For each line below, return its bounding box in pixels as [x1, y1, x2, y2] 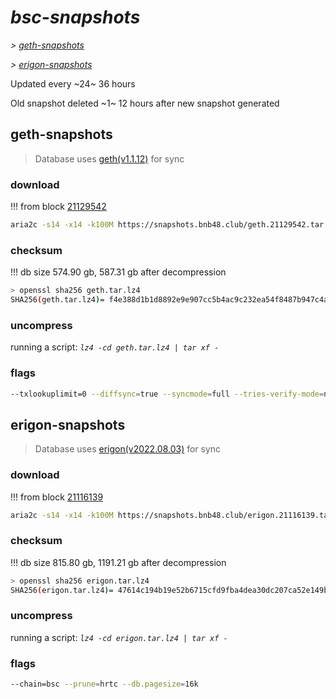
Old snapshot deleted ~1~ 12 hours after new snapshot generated [10, 97, 280, 109]
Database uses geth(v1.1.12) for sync [34, 152, 185, 165]
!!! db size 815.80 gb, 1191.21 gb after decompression [10, 556, 227, 568]
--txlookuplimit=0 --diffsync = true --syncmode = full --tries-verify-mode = [10, 389, 325, 399]
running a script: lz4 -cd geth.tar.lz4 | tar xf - [10, 341, 220, 353]
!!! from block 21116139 [10, 491, 104, 503]
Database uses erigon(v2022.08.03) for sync [34, 443, 222, 455]
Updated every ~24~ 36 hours [10, 77, 136, 90]
